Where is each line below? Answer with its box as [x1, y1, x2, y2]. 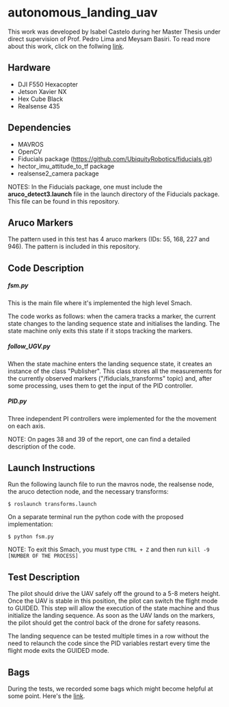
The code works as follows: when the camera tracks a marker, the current [8, 312, 216, 320]
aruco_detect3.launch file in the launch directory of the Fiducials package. [8, 190, 220, 198]
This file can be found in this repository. [8, 197, 120, 205]
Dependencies [8, 122, 71, 134]
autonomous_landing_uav [8, 5, 158, 21]
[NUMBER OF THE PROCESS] [8, 553, 79, 560]
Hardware [8, 62, 51, 73]
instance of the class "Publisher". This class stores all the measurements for [8, 367, 222, 375]
